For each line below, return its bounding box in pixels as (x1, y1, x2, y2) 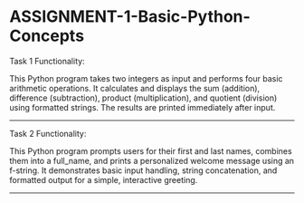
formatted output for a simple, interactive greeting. (9, 174, 198, 185)
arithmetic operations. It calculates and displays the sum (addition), (9, 82, 261, 93)
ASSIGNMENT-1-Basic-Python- (9, 6, 251, 27)
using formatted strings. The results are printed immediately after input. (9, 101, 276, 112)
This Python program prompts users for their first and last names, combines (9, 145, 292, 156)
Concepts (9, 25, 84, 46)
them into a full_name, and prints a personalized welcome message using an (9, 155, 295, 166)
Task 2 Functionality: (9, 128, 87, 139)
